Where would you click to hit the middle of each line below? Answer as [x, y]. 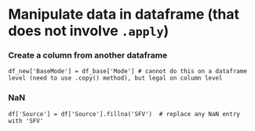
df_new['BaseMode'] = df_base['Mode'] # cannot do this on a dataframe [127, 72]
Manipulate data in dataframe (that [124, 14]
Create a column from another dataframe [88, 55]
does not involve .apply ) [89, 31]
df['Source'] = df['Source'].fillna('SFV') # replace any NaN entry [124, 114]
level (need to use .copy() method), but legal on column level [115, 78]
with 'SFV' [26, 121]
